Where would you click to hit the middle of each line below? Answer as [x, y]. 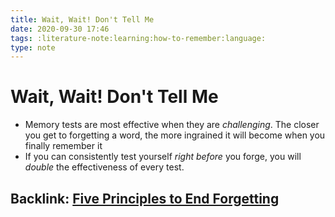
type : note [33, 47]
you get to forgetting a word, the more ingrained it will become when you [175, 135]
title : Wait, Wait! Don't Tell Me [82, 19]
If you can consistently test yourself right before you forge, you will [163, 157]
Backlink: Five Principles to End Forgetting [145, 198]
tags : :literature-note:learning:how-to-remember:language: [138, 38]
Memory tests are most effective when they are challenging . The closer [172, 125]
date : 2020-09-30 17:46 [60, 29]
